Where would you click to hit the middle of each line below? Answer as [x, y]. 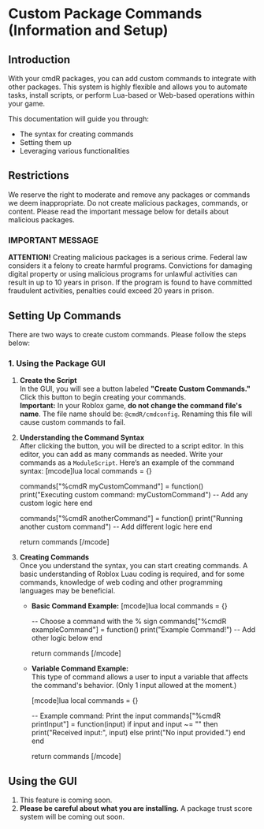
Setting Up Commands [65, 316]
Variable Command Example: [80, 669]
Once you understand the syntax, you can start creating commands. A [134, 566]
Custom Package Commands [105, 14]
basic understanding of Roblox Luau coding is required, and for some [132, 574]
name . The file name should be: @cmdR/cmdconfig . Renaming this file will [136, 414]
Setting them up [46, 142]
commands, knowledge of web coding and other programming [121, 582]
